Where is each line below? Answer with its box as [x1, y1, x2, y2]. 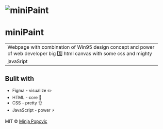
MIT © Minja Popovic [5, 118, 48, 124]
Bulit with [5, 74, 34, 83]
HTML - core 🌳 [12, 94, 42, 100]
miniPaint [5, 27, 44, 38]
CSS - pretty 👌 [12, 100, 43, 106]
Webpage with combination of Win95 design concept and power [7, 44, 155, 51]
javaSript [7, 58, 28, 65]
